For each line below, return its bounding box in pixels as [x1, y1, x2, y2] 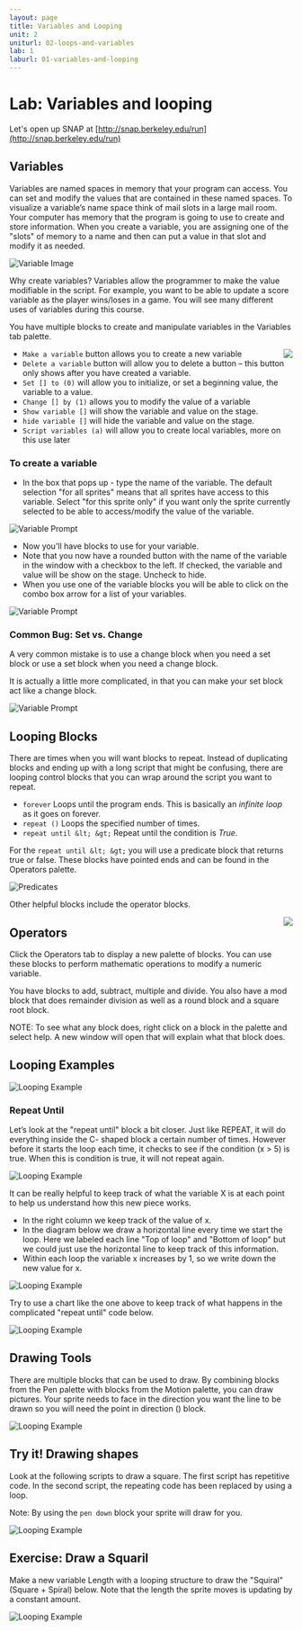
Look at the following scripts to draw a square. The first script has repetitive [9, 1470, 290, 1481]
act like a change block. [9, 686, 97, 696]
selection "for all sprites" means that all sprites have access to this [22, 487, 270, 497]
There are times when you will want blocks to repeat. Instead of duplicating [9, 753, 289, 764]
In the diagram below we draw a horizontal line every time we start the [22, 1224, 283, 1235]
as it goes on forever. [22, 809, 102, 820]
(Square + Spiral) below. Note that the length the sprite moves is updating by [9, 1584, 293, 1595]
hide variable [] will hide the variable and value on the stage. [22, 415, 254, 426]
